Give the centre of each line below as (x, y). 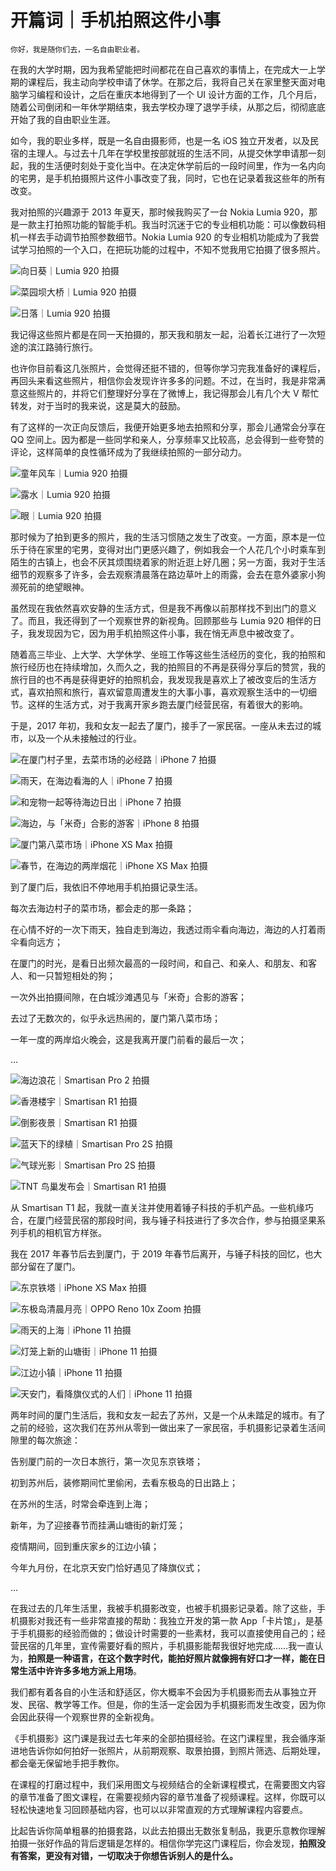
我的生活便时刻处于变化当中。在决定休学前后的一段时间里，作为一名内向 (176, 165)
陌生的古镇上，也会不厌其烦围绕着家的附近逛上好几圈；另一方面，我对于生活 (168, 562)
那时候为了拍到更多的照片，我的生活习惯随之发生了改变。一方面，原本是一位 (168, 537)
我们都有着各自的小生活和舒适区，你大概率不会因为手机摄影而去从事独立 (159, 1692)
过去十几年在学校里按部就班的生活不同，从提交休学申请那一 (194, 153)
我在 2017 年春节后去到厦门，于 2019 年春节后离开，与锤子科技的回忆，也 (162, 1253)
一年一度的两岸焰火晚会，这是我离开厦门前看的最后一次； (128, 1039)
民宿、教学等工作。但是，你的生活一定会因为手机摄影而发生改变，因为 (172, 1704)
